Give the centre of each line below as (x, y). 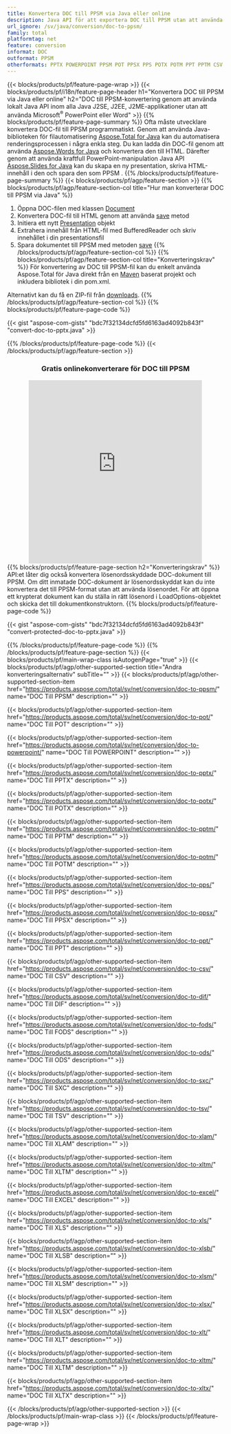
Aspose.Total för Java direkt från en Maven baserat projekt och (107, 274)
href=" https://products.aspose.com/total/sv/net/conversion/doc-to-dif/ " (109, 996)
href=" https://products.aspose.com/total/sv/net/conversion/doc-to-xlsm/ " (112, 1276)
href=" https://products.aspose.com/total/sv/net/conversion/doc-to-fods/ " (112, 1024)
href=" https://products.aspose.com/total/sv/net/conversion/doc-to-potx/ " (112, 801)
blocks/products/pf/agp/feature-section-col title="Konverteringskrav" (116, 260)
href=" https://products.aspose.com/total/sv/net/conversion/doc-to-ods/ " (111, 1052)
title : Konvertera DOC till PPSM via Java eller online (89, 13)
